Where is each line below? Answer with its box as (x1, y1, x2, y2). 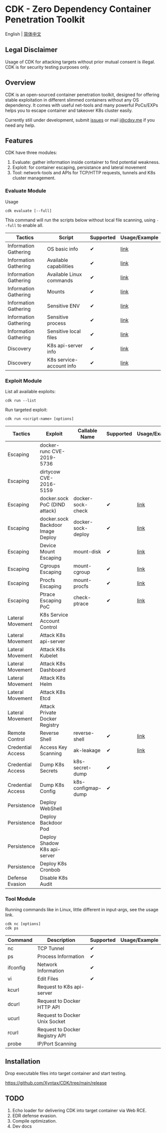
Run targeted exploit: (5, 407, 48, 412)
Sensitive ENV (46, 302, 80, 309)
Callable (78, 427, 98, 434)
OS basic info (46, 245, 78, 252)
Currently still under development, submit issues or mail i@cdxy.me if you (5, 117, 155, 123)
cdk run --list (5, 398, 37, 403)
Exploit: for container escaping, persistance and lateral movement (12, 164, 147, 170)
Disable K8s (40, 874, 68, 881)
